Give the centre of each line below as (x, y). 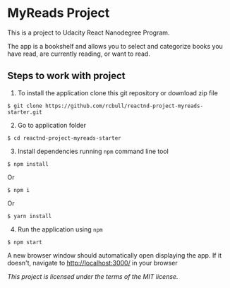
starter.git (25, 112)
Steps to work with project (66, 76)
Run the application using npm (60, 229)
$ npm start (25, 242)
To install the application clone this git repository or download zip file (118, 92)
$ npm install (28, 164)
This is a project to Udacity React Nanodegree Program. (89, 32)
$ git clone (25, 106)
